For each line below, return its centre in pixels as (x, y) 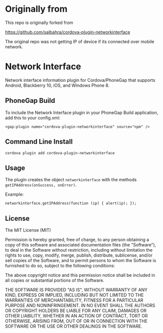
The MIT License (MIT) (28, 230)
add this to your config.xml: (33, 118)
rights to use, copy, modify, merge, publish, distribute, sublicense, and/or (79, 255)
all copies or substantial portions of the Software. (55, 281)
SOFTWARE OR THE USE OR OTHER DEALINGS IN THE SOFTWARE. (74, 326)
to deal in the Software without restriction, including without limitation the (79, 250)
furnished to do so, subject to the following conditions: (60, 266)
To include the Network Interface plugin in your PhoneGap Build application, (82, 112)
